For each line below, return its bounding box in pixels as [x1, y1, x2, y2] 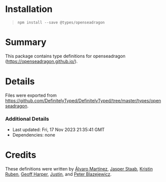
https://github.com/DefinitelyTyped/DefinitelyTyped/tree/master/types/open [5, 97, 161, 103]
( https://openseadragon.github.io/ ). [5, 58, 78, 64]
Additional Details [5, 115, 49, 122]
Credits [5, 150, 36, 161]
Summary [5, 36, 46, 48]
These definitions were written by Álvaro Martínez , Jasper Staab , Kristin [5, 166, 153, 172]
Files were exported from [5, 92, 57, 98]
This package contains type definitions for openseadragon [5, 53, 126, 59]
